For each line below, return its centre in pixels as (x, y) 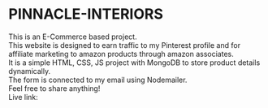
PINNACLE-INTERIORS (86, 14)
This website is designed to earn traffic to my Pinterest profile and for (125, 45)
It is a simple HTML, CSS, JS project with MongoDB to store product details (134, 63)
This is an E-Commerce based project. (73, 37)
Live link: (23, 97)
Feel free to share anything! (54, 88)
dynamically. (30, 71)
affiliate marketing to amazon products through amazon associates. (121, 54)
